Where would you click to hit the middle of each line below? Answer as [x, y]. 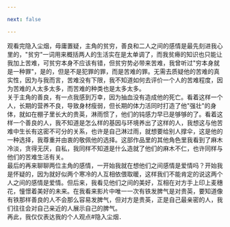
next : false [24, 19]
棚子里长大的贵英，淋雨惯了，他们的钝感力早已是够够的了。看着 [127, 114]
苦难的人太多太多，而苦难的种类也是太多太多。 [79, 88]
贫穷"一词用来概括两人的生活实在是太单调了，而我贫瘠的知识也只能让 [125, 54]
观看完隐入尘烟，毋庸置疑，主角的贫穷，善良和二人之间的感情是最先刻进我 [112, 46]
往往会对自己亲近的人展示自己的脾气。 [67, 208]
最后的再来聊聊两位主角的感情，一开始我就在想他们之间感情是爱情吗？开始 [112, 165]
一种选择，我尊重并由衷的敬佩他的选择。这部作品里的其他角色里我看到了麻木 [115, 139]
